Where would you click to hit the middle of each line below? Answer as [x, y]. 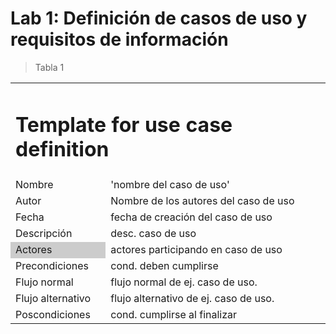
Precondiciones [52, 266]
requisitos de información [119, 39]
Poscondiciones [53, 315]
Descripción [44, 234]
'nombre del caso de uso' [170, 185]
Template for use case [124, 124]
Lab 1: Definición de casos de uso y [159, 18]
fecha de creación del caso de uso [191, 217]
